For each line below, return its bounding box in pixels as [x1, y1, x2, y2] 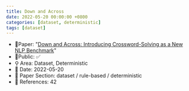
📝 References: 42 [14, 78, 57, 85]
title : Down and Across [6, 8, 65, 15]
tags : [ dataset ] [6, 24, 46, 31]
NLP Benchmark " [14, 47, 57, 54]
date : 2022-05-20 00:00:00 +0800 [6, 14, 88, 20]
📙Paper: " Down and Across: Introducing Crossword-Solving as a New [14, 41, 183, 48]
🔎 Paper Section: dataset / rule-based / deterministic [14, 72, 143, 79]
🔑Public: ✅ [14, 53, 41, 60]
